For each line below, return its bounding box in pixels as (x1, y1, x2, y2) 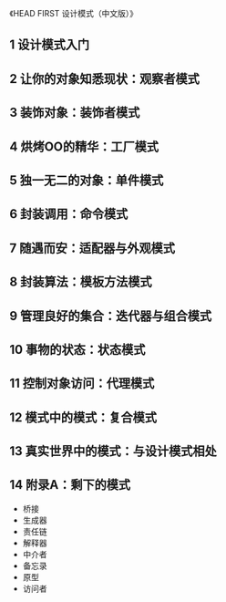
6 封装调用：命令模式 (9, 206, 128, 222)
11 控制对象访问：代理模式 (9, 376, 155, 391)
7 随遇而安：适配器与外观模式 (9, 240, 176, 255)
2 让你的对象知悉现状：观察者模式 (9, 71, 200, 87)
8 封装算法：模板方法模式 (9, 275, 152, 290)
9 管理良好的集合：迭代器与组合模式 (9, 308, 212, 324)
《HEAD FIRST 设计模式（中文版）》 (9, 8, 139, 18)
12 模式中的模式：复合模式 (9, 410, 158, 425)
